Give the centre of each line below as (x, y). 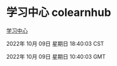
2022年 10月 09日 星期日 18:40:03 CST (55, 43)
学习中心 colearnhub (59, 13)
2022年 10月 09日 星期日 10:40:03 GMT (56, 56)
